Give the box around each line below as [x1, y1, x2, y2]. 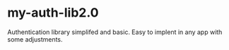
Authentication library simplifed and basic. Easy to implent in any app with [7, 28, 223, 36]
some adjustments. [7, 35, 63, 43]
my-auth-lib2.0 [7, 5, 99, 21]
